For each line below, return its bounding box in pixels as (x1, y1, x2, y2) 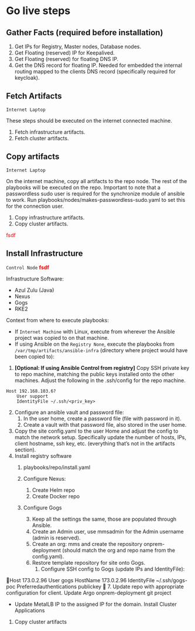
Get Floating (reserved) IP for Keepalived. (14, 49, 115, 56)
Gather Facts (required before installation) (6, 28, 163, 38)
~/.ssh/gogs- (156, 577, 187, 584)
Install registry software (14, 453, 72, 460)
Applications (14, 607, 45, 614)
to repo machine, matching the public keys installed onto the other (14, 371, 175, 378)
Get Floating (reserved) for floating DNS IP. (14, 56, 119, 62)
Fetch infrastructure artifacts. (14, 128, 85, 136)
